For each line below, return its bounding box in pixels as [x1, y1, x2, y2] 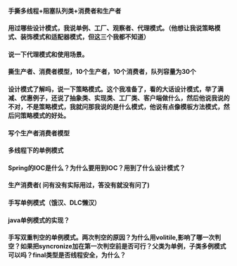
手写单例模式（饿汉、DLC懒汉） [8, 198, 101, 207]
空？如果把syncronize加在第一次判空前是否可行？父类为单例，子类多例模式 [8, 242, 226, 251]
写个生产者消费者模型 [8, 129, 70, 137]
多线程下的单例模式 [8, 146, 64, 155]
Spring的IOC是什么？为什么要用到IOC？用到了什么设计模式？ [8, 163, 186, 172]
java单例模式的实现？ [8, 215, 70, 224]
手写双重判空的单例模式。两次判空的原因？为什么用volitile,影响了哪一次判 [8, 233, 222, 242]
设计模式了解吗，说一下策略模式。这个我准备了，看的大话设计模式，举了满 [8, 84, 224, 93]
